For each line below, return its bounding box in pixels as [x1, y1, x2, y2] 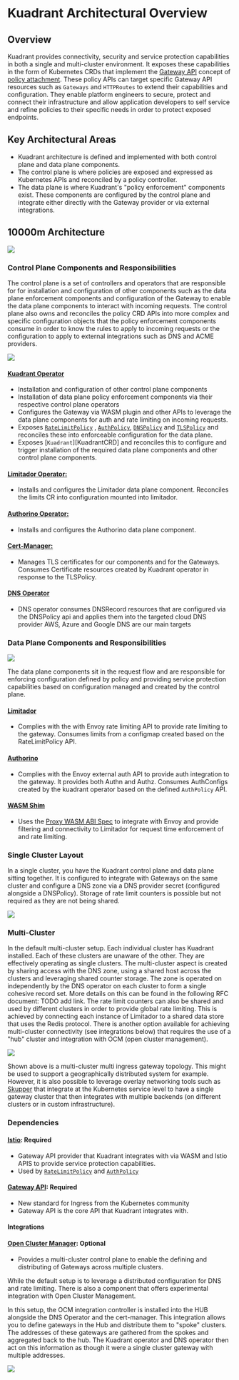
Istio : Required [7, 1135, 52, 1144]
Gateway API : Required [7, 1183, 77, 1192]
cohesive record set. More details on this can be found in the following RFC [7, 990, 229, 998]
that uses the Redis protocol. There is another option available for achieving [7, 1020, 230, 1028]
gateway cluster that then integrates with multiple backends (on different [7, 1092, 221, 1101]
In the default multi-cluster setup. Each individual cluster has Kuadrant [7, 944, 214, 953]
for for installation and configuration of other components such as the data [7, 286, 227, 295]
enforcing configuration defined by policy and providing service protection [7, 675, 227, 684]
